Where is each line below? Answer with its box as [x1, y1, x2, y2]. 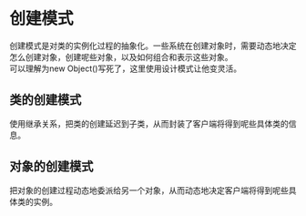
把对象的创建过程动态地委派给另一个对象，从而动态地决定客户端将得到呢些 [9, 184, 289, 196]
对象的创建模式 [9, 159, 94, 174]
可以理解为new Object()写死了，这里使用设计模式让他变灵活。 [9, 63, 242, 74]
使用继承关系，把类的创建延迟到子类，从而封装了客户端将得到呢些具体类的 [9, 118, 289, 129]
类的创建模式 [9, 92, 82, 108]
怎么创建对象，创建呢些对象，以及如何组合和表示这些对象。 [9, 51, 233, 62]
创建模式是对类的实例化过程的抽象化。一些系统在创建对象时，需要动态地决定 [9, 40, 297, 51]
